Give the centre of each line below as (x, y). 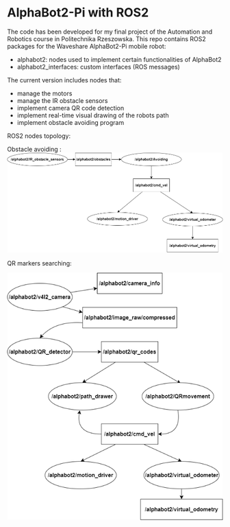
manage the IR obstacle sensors (62, 100)
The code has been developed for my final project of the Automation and (110, 32)
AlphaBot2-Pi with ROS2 (78, 13)
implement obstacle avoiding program (71, 122)
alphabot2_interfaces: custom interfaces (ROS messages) (98, 67)
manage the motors (44, 93)
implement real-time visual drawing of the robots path (93, 115)
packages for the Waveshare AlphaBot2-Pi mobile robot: (87, 46)
